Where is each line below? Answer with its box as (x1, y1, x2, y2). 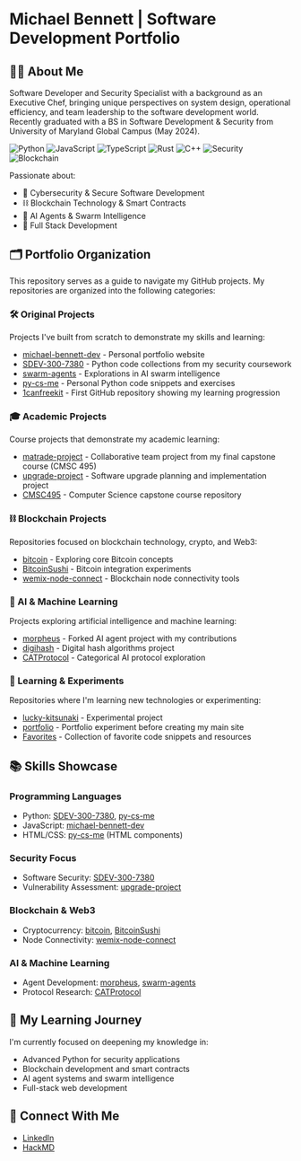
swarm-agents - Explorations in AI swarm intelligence (21, 368, 221, 379)
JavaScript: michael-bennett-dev (21, 820, 145, 831)
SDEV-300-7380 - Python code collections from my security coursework (21, 359, 292, 370)
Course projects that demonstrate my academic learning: (9, 434, 220, 444)
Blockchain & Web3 (9, 904, 96, 917)
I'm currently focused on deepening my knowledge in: (9, 1036, 209, 1047)
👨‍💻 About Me (9, 64, 84, 79)
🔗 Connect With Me (9, 1109, 120, 1124)
